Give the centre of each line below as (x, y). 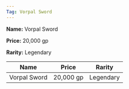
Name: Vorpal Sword (32, 29)
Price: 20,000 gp (28, 40)
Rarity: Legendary (29, 52)
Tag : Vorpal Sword (29, 12)
